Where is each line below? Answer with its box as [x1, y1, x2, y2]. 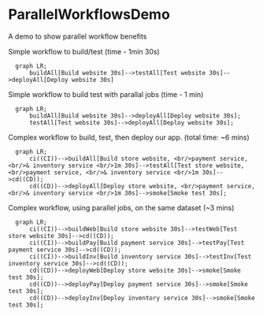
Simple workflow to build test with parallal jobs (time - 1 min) [8, 89, 204, 99]
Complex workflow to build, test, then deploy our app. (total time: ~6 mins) [8, 132, 250, 142]
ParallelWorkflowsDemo [8, 6, 171, 24]
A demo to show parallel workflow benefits [8, 32, 147, 41]
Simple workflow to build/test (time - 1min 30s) [8, 46, 160, 56]
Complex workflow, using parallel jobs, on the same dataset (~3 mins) [8, 203, 235, 212]
